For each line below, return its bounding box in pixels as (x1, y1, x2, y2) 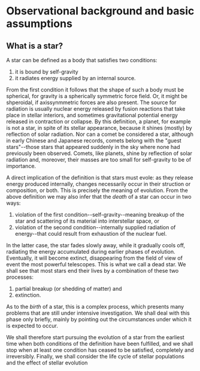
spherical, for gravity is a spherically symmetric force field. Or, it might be (6, 93, 187, 99)
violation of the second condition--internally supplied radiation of (14, 224, 176, 231)
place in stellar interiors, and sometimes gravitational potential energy (6, 112, 178, 118)
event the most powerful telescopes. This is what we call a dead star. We (6, 261, 186, 267)
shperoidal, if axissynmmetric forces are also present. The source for (6, 99, 177, 106)
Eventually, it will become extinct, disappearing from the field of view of (6, 254, 183, 261)
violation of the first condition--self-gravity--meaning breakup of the (14, 211, 184, 218)
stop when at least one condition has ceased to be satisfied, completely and (6, 346, 195, 354)
